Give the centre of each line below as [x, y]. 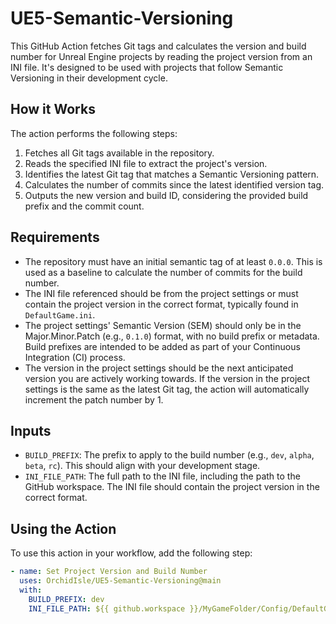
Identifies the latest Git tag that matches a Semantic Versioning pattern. [172, 174]
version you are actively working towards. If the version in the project [167, 378]
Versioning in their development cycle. [89, 78]
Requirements [55, 237]
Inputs [31, 430]
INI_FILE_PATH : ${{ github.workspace [107, 608]
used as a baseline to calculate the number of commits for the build [163, 272]
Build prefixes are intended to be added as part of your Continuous [162, 346]
